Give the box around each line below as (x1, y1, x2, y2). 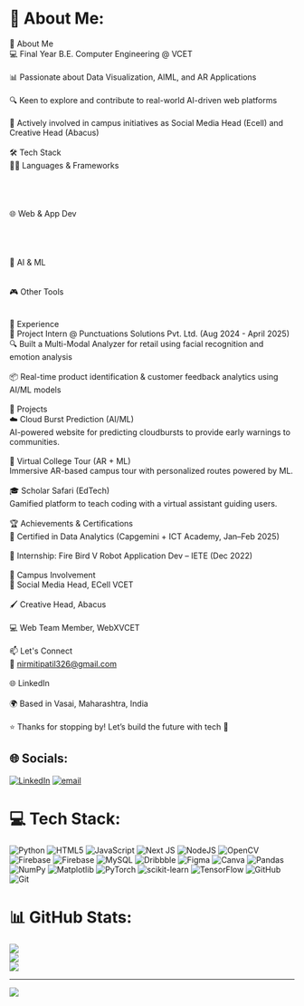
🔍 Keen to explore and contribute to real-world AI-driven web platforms (9, 94, 278, 105)
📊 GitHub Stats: (9, 906, 133, 927)
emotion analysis (9, 351, 72, 362)
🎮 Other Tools (9, 285, 64, 297)
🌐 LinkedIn (9, 677, 50, 688)
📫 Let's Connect (9, 645, 73, 656)
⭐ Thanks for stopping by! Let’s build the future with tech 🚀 (9, 721, 229, 732)
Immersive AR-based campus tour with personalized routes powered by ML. (9, 465, 294, 476)
